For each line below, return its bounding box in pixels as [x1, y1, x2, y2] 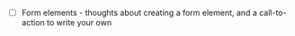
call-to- [258, 8, 287, 18]
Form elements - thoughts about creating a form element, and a [21, 8, 258, 18]
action [21, 18, 46, 28]
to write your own [47, 18, 112, 28]
